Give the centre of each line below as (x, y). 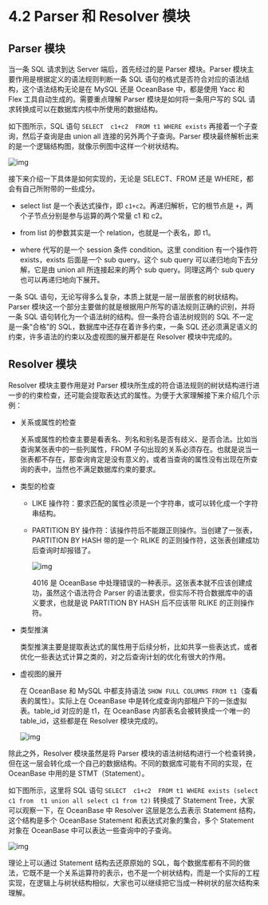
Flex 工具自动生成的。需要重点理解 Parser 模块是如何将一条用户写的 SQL (128, 99)
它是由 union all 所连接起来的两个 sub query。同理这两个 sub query (144, 270)
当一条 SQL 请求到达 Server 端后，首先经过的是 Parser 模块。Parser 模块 (128, 69)
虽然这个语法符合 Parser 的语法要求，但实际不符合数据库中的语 (150, 592)
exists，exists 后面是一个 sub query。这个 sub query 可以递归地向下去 (135, 260)
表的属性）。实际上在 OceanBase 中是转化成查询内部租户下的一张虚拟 (133, 700)
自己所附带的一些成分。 (61, 188)
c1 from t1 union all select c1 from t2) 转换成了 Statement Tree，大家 (132, 800)
